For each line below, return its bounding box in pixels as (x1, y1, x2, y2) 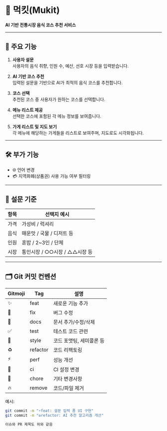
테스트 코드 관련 (53, 328, 88, 335)
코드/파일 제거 (53, 385, 84, 392)
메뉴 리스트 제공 (12, 107, 43, 113)
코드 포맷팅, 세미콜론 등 (53, 337, 105, 344)
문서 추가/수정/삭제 (53, 319, 95, 326)
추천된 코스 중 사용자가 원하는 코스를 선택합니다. (12, 96, 105, 102)
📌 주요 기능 (5, 43, 37, 51)
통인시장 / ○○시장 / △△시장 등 (21, 249, 93, 256)
